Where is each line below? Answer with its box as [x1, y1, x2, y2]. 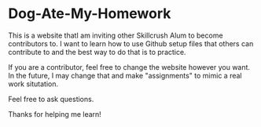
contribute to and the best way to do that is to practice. [8, 47, 186, 56]
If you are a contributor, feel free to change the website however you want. [8, 62, 250, 71]
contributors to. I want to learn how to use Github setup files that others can [8, 38, 254, 48]
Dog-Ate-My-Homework [8, 5, 171, 23]
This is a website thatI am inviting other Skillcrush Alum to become [8, 31, 223, 40]
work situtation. [8, 79, 59, 89]
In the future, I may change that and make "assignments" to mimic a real [8, 71, 242, 80]
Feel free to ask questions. [8, 94, 94, 103]
